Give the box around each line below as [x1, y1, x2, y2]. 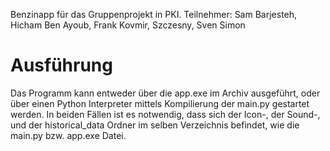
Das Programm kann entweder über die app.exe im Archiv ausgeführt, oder [10, 87, 321, 99]
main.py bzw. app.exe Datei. [10, 129, 127, 141]
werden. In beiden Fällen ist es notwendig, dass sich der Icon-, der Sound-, [10, 108, 321, 120]
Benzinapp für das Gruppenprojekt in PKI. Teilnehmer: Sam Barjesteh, [10, 9, 298, 20]
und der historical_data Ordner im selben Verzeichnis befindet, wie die [10, 119, 300, 131]
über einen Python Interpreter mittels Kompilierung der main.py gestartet [10, 97, 310, 109]
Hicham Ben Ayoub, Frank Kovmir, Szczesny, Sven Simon [10, 19, 246, 31]
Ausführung [10, 54, 113, 77]
